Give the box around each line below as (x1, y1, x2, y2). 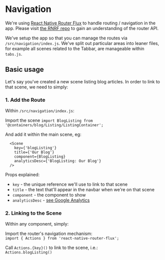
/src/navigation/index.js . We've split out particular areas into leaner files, (5, 40, 160, 46)
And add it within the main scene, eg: (5, 131, 82, 138)
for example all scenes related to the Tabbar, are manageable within (5, 45, 145, 51)
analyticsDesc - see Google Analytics (12, 197, 90, 203)
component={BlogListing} (14, 154, 66, 159)
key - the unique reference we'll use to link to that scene (12, 181, 128, 188)
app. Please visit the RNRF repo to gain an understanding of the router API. (5, 25, 159, 31)
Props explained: (5, 172, 40, 178)
